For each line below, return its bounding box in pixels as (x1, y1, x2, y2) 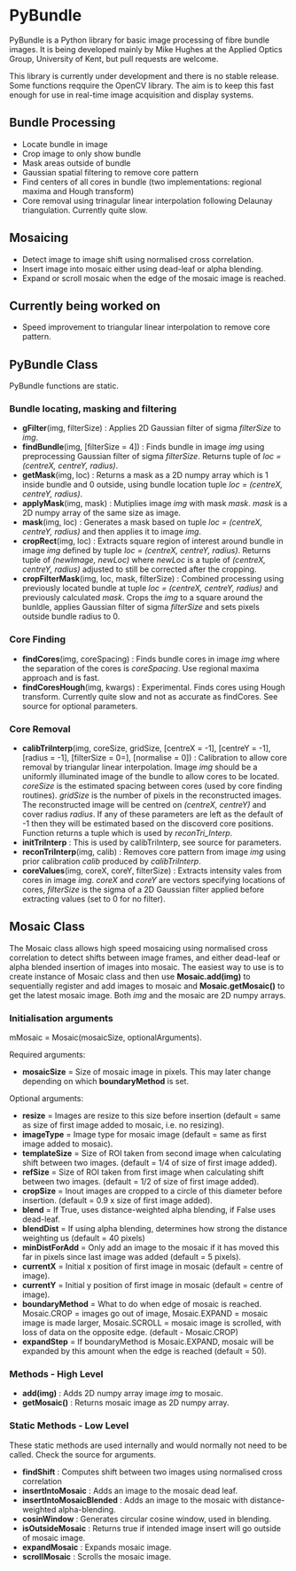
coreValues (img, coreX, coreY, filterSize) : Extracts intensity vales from (21, 865, 282, 876)
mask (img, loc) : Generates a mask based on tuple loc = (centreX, (21, 517, 263, 528)
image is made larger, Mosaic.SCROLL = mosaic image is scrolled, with (21, 1317, 282, 1328)
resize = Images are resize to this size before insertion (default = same (21, 1110, 281, 1122)
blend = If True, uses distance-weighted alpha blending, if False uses (21, 1205, 277, 1215)
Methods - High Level (9, 1368, 104, 1380)
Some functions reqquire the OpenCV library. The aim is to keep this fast (9, 80, 275, 90)
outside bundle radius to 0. (21, 611, 121, 621)
